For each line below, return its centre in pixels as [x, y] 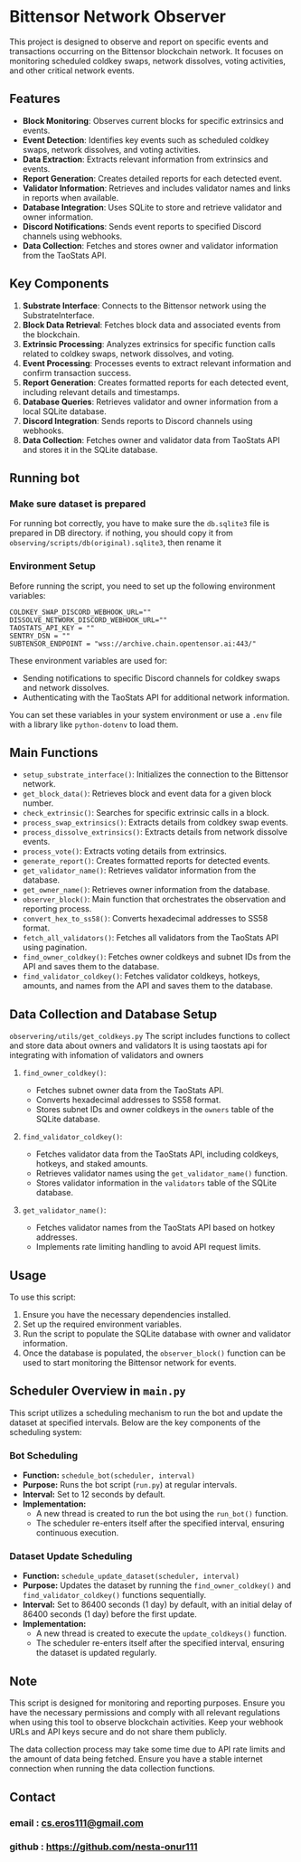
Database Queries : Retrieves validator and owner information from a [150, 402]
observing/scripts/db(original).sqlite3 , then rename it [115, 543]
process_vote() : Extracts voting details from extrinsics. [125, 851]
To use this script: [42, 1297]
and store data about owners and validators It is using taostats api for [138, 1045]
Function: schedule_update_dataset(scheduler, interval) [131, 1576]
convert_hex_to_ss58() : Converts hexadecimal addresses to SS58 [145, 919]
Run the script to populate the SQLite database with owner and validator [156, 1333]
